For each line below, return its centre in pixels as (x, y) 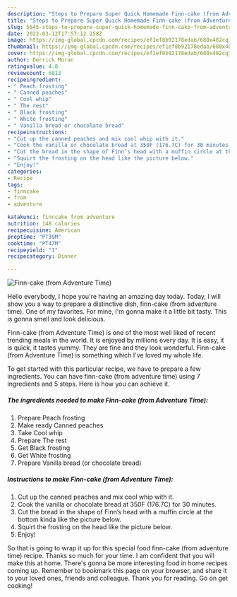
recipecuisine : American (44, 230)
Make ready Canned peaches (60, 425)
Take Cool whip (40, 433)
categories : (25, 171)
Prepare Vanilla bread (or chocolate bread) (79, 463)
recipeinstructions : (38, 132)
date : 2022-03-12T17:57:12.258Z (55, 34)
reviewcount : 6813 (34, 73)
